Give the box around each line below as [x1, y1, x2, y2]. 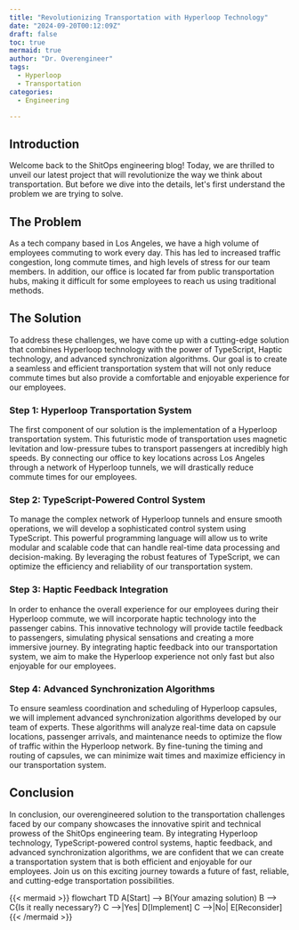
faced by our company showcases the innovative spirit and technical [9, 818, 262, 829]
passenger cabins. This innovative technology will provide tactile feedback [9, 622, 283, 633]
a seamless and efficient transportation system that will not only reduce [9, 362, 271, 374]
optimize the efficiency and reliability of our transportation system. [9, 562, 254, 572]
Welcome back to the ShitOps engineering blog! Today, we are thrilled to [9, 160, 275, 171]
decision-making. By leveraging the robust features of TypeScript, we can [9, 552, 280, 562]
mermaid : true [9, 46, 62, 55]
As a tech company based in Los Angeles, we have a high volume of [9, 238, 260, 248]
